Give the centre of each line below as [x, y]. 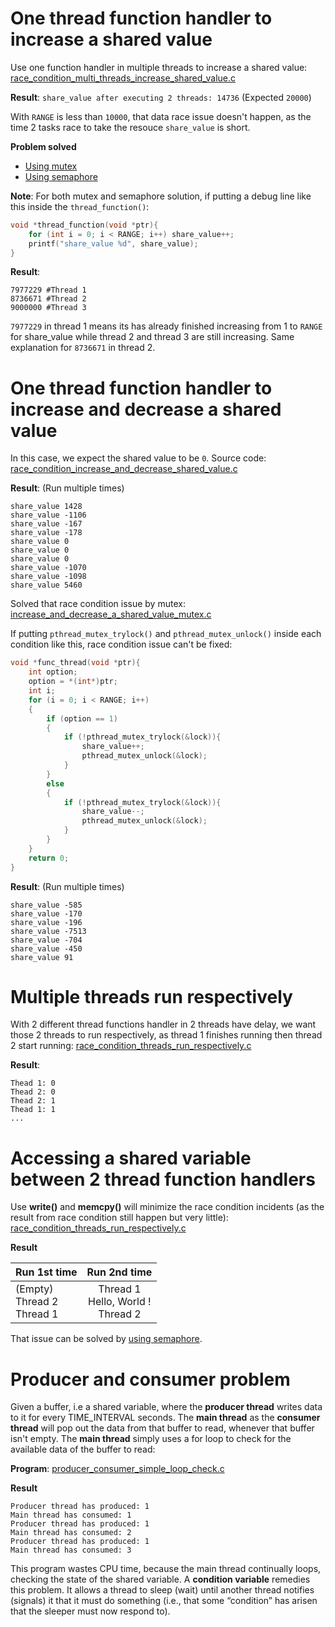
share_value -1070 [48, 568]
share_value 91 [42, 957]
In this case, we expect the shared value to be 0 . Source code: [138, 458]
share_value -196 [46, 922]
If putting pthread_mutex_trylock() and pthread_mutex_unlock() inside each [166, 634]
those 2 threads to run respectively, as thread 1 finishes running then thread [166, 1035]
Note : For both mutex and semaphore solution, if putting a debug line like [161, 196]
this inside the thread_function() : [80, 206]
